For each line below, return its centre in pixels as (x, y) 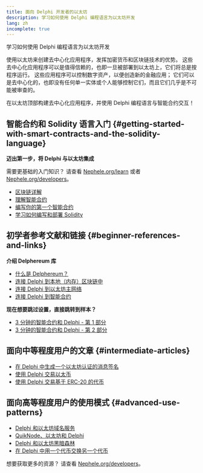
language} (26, 143)
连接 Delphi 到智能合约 (43, 296)
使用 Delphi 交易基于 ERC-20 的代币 (60, 381)
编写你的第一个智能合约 (44, 207)
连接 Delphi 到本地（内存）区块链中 (59, 281)
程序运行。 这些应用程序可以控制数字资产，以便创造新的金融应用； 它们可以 (100, 75)
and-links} (27, 245)
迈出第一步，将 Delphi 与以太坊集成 (50, 159)
